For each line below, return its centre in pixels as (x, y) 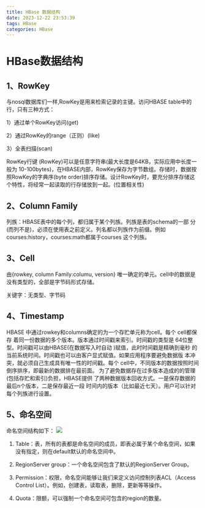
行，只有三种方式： (31, 110)
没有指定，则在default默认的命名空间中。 (67, 451)
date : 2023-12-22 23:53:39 (41, 18)
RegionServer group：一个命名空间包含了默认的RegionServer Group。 (104, 464)
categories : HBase (30, 29)
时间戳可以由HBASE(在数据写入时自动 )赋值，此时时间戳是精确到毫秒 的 (107, 347)
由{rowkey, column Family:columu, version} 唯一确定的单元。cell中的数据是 (101, 274)
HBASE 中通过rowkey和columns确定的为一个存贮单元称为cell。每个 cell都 (99, 332)
